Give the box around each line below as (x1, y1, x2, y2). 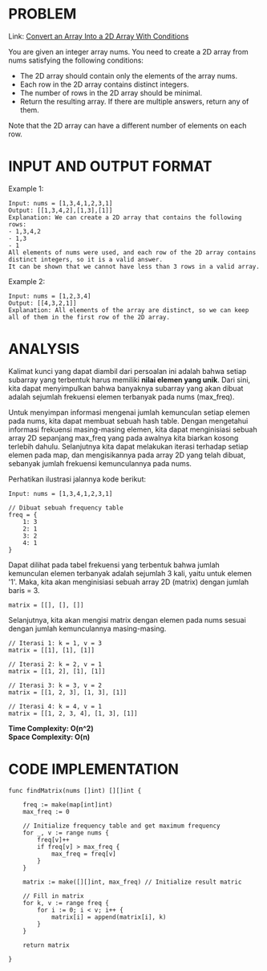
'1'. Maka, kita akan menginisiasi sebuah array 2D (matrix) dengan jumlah (8, 577, 249, 587)
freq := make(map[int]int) (22, 800, 113, 809)
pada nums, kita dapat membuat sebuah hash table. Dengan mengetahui (8, 416, 249, 425)
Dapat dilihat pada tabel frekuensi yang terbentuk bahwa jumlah (8, 559, 220, 570)
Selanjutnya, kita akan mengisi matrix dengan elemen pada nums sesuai (8, 615, 246, 624)
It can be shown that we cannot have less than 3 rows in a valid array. (8, 262, 261, 270)
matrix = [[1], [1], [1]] (8, 646, 95, 654)
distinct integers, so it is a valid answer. (8, 255, 163, 263)
